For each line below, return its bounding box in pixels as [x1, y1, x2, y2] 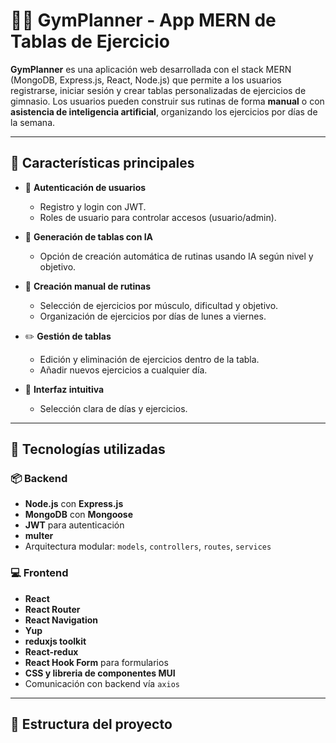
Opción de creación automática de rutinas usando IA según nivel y [39, 250, 314, 262]
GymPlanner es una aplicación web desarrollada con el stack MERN [10, 63, 292, 75]
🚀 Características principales [10, 155, 195, 172]
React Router [24, 603, 81, 615]
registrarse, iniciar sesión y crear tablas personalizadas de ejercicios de [10, 84, 307, 96]
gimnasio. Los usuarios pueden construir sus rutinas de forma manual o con [10, 95, 325, 107]
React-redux [24, 645, 79, 658]
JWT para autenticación [24, 519, 125, 531]
